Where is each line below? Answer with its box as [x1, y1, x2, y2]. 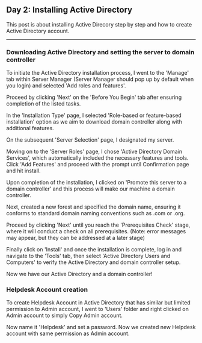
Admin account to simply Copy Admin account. [6, 312, 123, 319]
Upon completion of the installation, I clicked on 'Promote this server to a [6, 179, 187, 186]
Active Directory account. [6, 27, 70, 34]
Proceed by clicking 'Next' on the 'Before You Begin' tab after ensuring [6, 93, 182, 101]
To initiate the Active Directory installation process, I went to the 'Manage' [6, 69, 189, 77]
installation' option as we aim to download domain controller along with [6, 118, 182, 125]
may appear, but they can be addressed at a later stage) [6, 234, 145, 242]
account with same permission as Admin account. [6, 330, 130, 337]
